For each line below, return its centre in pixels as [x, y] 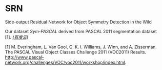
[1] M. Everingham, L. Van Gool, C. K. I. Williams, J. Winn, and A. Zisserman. [81, 47]
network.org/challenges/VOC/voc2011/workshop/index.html [65, 62]
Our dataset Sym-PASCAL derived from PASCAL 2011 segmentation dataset [81, 31]
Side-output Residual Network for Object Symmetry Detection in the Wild [79, 22]
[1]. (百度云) [17, 37]
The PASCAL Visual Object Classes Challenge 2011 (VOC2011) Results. [76, 52]
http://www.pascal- [25, 57]
